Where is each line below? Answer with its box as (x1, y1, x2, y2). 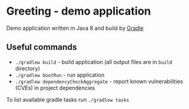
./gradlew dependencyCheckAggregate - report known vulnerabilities (15, 77, 184, 85)
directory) (15, 65, 41, 72)
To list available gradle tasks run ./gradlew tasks (6, 96, 129, 103)
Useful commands (6, 42, 77, 52)
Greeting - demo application (6, 4, 151, 18)
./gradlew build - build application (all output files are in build (15, 58, 173, 65)
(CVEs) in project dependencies (15, 84, 95, 91)
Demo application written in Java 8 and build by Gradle (6, 24, 144, 32)
